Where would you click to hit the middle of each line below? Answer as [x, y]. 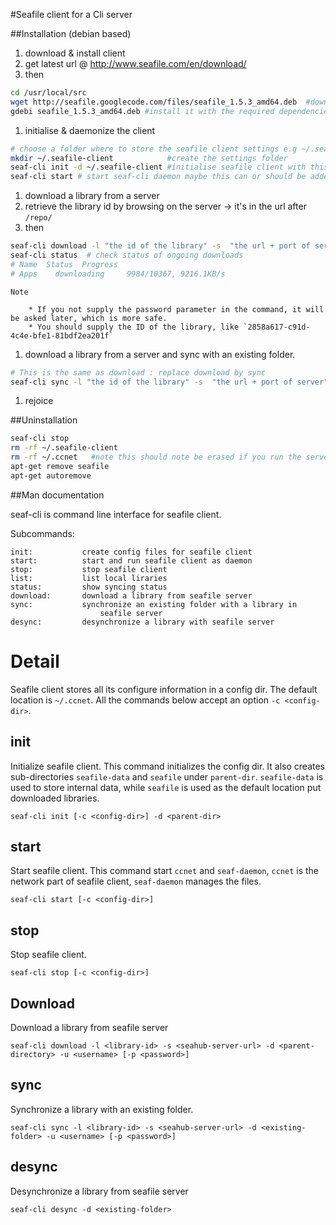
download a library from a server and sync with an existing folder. [160, 354]
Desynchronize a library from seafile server [99, 1191]
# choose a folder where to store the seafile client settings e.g [154, 149]
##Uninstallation [44, 420]
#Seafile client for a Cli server [71, 14]
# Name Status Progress [64, 264]
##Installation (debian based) [71, 33]
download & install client [75, 53]
